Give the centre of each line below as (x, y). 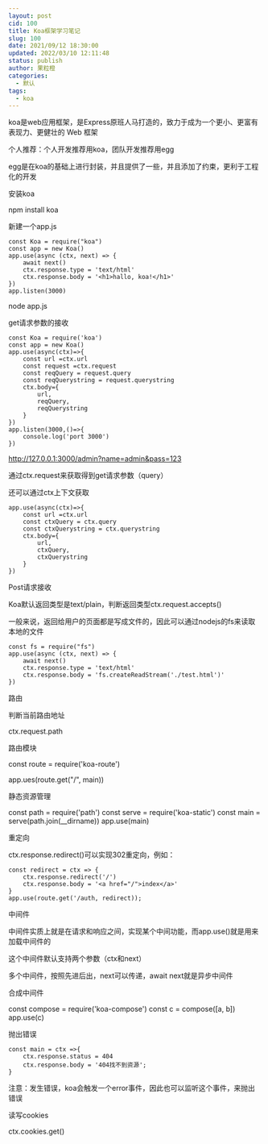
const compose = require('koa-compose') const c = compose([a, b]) (122, 1009)
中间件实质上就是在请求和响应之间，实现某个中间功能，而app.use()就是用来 (134, 931)
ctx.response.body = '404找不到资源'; (85, 1065)
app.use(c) (26, 1017)
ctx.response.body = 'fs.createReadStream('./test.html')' (124, 675)
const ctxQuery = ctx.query (70, 522)
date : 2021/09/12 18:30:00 (54, 46)
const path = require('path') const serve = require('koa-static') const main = (134, 813)
